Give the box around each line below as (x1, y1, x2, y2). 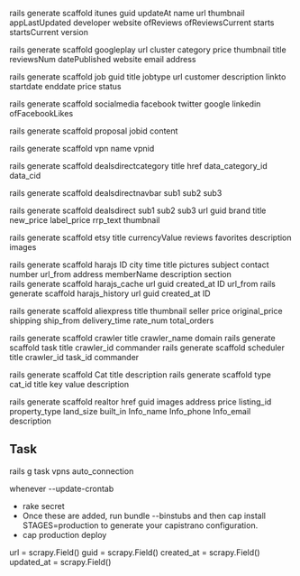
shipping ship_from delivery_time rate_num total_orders (9, 315, 214, 326)
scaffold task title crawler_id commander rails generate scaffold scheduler (9, 342, 286, 353)
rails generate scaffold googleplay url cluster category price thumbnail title (9, 44, 286, 55)
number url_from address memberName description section (9, 269, 232, 279)
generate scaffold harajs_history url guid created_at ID (9, 288, 211, 299)
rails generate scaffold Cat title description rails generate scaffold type (9, 369, 272, 380)
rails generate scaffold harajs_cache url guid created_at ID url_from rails (9, 279, 277, 289)
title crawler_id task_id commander (9, 352, 140, 362)
